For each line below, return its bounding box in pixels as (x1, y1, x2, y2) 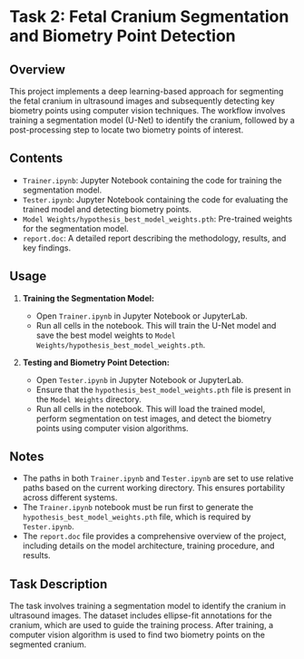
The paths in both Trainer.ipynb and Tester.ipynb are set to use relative (22, 473, 294, 484)
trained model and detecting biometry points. (22, 203, 192, 214)
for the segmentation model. (22, 222, 129, 233)
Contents (9, 151, 64, 166)
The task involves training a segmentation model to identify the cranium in (9, 601, 286, 612)
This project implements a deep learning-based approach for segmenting (9, 86, 284, 96)
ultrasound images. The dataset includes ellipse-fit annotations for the (9, 610, 272, 621)
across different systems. (22, 492, 118, 503)
